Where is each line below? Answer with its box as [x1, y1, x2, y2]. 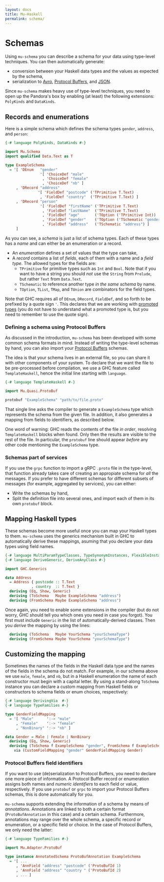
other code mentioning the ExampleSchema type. [5, 442, 100, 448]
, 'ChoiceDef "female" [42, 176, 89, 181]
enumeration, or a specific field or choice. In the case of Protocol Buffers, [5, 822, 153, 828]
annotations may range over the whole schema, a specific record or [5, 816, 142, 823]
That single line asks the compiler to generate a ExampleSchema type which [5, 406, 154, 412]
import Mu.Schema [5, 149, 41, 154]
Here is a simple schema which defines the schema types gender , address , [5, 126, 155, 132]
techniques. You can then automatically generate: [5, 59, 105, 65]
